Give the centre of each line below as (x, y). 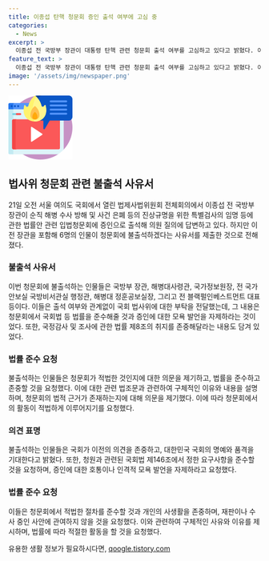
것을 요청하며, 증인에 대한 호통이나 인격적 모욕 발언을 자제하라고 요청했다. (122, 470)
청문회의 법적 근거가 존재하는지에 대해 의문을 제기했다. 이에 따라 (124, 398)
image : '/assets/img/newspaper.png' (69, 76)
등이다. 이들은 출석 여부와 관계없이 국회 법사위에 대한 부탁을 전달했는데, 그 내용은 (134, 306)
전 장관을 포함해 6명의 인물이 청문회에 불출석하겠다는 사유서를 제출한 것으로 (126, 234)
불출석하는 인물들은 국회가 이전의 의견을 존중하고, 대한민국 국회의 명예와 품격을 (131, 450)
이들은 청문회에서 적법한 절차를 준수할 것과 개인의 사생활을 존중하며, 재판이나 (128, 511)
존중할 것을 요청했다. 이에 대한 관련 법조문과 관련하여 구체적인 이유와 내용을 (126, 388)
